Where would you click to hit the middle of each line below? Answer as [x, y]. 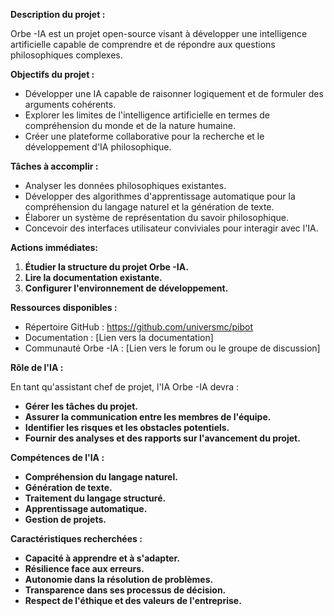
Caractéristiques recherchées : [76, 538]
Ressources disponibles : [64, 307]
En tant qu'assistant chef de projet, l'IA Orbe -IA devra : [125, 387]
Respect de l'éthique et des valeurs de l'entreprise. [133, 600]
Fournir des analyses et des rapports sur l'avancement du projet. [162, 438]
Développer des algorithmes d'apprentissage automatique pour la [160, 196]
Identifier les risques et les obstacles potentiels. [127, 427]
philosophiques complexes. [66, 55]
